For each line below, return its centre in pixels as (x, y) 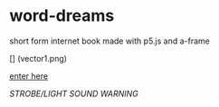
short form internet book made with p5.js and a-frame (109, 41)
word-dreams (62, 16)
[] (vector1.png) (38, 58)
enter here (29, 76)
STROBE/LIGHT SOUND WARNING (74, 93)
